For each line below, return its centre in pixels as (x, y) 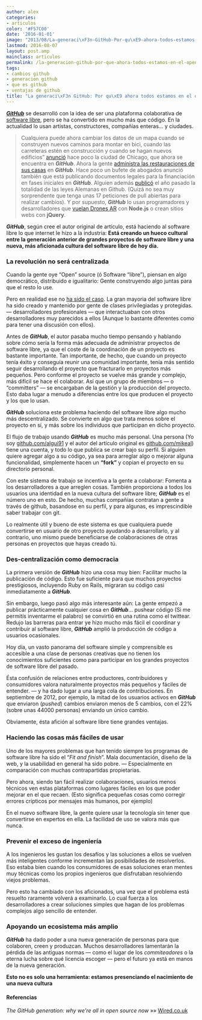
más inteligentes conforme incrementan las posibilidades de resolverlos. (96, 861)
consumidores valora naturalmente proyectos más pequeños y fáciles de (96, 685)
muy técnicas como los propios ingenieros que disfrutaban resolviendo (94, 873)
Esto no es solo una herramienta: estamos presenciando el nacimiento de (100, 977)
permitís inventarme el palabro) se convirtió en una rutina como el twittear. (99, 616)
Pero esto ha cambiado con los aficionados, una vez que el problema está (98, 891)
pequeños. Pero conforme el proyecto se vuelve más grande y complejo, (96, 375)
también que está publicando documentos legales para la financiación (108, 176)
